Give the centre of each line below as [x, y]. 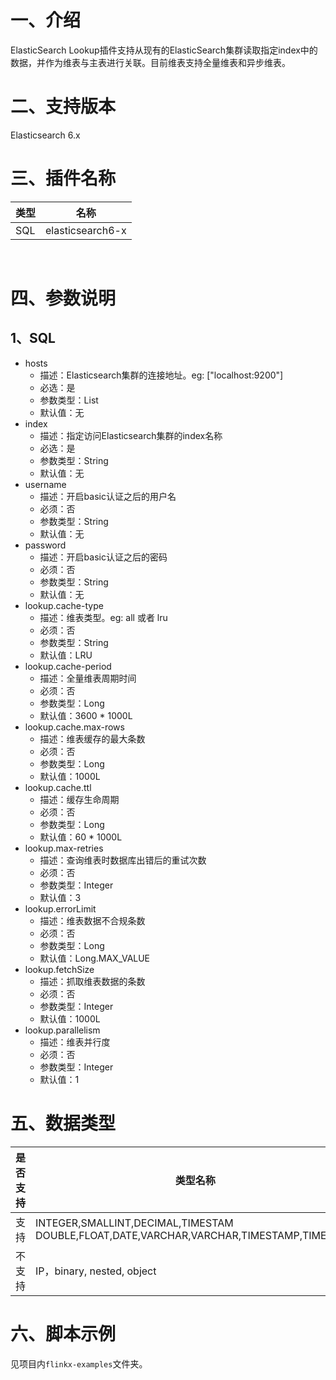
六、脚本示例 [63, 1333]
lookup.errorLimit [60, 908]
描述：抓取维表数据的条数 [92, 981]
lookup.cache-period [68, 666]
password [45, 545]
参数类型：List [69, 400]
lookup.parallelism [62, 1030]
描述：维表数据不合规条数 [92, 920]
